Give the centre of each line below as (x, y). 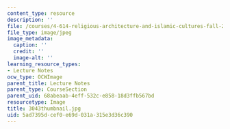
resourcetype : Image (37, 102)
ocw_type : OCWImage (35, 77)
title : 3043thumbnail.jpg (44, 109)
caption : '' (30, 45)
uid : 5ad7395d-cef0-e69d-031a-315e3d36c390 (70, 115)
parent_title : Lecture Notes (49, 83)
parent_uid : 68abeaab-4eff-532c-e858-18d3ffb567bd (81, 96)
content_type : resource (41, 13)
